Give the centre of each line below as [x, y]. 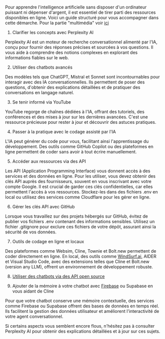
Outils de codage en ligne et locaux [48, 242]
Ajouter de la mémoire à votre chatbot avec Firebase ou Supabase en [82, 286]
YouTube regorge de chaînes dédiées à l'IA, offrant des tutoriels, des [75, 112]
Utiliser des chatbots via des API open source [58, 276]
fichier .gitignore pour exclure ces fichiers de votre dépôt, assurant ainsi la [81, 227]
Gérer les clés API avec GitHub [43, 207]
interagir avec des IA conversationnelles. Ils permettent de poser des [75, 82]
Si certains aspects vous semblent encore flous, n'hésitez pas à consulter [80, 326]
